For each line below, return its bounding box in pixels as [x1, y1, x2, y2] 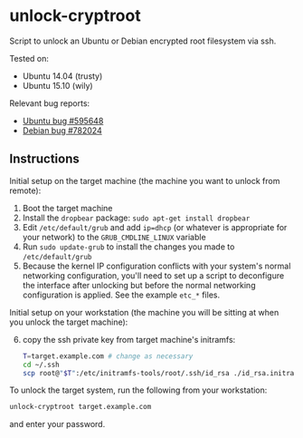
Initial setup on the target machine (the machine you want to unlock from [9, 175, 280, 186]
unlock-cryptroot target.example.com [9, 403, 152, 412]
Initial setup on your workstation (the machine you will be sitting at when [9, 307, 279, 317]
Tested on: [9, 53, 50, 63]
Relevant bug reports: [9, 97, 90, 109]
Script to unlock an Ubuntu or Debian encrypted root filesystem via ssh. [9, 35, 277, 46]
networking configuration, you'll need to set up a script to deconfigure [22, 269, 285, 281]
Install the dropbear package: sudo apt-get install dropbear [22, 212, 251, 223]
